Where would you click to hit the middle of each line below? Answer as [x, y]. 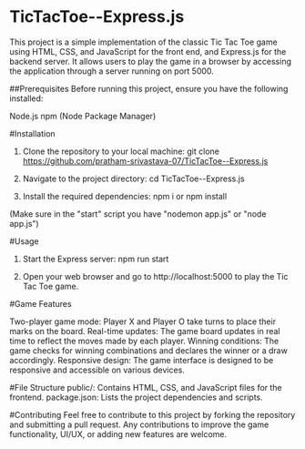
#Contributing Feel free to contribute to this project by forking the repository [152, 414]
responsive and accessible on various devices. [97, 370]
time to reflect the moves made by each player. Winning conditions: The [144, 341]
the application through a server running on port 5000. [112, 71]
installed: [26, 98]
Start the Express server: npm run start [96, 259]
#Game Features [41, 303]
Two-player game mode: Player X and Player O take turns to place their [142, 321]
